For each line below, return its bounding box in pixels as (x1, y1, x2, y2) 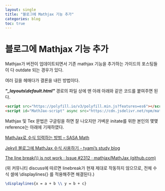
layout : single (5, 7, 36, 12)
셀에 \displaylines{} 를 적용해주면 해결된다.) (10, 171, 95, 177)
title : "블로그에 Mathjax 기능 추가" (5, 12, 74, 17)
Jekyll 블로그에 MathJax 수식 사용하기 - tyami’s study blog (5, 145, 120, 151)
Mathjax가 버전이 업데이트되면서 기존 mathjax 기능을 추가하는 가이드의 (5, 61, 141, 67)
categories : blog (5, 16, 41, 21)
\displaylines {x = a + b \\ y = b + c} (5, 181, 87, 186)
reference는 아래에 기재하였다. (5, 124, 64, 130)
